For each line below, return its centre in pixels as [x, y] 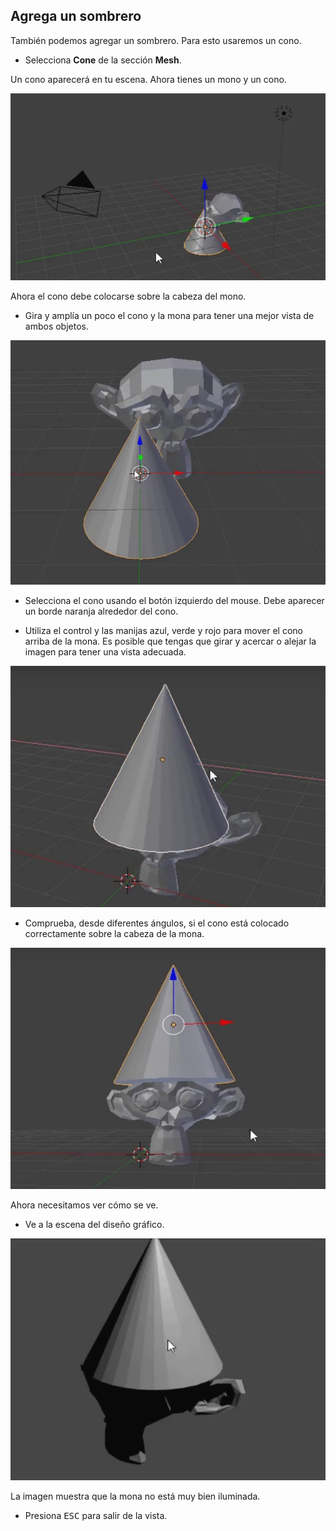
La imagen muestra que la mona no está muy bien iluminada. [135, 1496]
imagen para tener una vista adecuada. [105, 651]
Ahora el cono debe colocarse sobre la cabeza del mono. [128, 296]
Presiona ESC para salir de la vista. [96, 1515]
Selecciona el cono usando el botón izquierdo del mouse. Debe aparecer [174, 600]
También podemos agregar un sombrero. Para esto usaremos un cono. [156, 40]
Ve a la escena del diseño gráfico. [94, 1225]
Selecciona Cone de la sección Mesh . [103, 60]
